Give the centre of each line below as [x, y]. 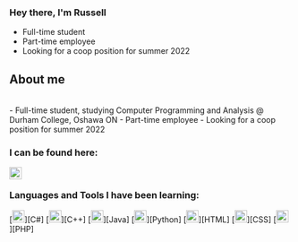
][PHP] [21, 229]
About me [37, 79]
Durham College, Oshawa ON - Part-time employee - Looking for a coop [142, 120]
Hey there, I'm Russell [58, 13]
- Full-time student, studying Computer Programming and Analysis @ [136, 110]
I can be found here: [54, 152]
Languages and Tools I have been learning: [104, 195]
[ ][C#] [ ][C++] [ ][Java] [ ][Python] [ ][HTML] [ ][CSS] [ [143, 219]
